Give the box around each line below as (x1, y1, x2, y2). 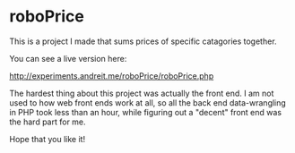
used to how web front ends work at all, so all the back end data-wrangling (9, 97, 287, 108)
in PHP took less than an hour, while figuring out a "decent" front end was (9, 106, 282, 117)
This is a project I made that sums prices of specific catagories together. (9, 36, 277, 47)
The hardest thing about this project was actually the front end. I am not (9, 88, 274, 98)
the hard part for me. (9, 116, 87, 127)
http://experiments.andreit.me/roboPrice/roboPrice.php (9, 70, 214, 81)
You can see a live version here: (9, 53, 127, 64)
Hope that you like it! (9, 133, 86, 144)
